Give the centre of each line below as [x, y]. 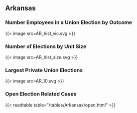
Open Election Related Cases [41, 94]
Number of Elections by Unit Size [46, 46]
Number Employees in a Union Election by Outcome [69, 22]
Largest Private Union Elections [44, 70]
